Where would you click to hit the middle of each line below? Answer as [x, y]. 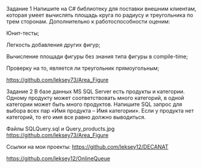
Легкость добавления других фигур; [54, 45]
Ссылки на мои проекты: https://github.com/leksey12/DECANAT [87, 147]
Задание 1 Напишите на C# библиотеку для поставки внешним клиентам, [101, 9]
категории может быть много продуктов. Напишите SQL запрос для [94, 104]
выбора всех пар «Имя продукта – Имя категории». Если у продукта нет [100, 110]
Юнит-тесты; [23, 33]
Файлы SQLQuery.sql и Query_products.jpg [60, 129]
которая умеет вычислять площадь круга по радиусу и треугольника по [100, 15]
